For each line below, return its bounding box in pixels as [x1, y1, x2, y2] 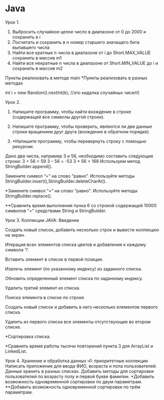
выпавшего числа [12, 44, 50, 50]
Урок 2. [5, 99, 21, 105]
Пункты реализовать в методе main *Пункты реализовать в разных [5, 75, 148, 81]
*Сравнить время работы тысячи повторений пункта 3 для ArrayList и [5, 343, 154, 349]
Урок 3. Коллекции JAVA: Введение [5, 217, 80, 223]
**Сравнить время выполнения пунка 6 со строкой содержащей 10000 [5, 202, 157, 208]
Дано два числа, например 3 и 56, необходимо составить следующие [5, 153, 154, 159]
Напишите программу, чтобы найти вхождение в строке [12, 109, 131, 115]
